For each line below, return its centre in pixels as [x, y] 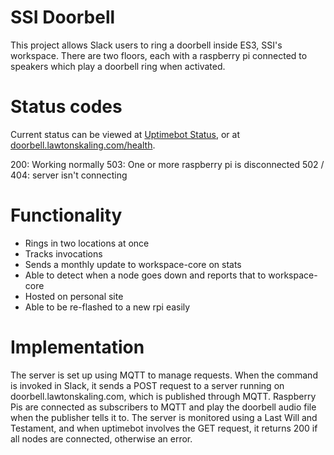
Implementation [77, 347]
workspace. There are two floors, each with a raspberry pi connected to [159, 55]
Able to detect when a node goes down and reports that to [145, 275]
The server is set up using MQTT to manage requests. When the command [164, 375]
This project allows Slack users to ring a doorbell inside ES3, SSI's [146, 45]
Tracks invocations [63, 253]
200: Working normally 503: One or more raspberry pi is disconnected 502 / [167, 164]
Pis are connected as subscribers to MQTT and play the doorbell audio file [163, 407]
